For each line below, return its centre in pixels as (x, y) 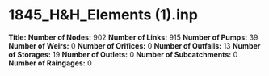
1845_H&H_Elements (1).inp (103, 15)
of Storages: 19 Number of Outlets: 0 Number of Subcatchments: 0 (123, 54)
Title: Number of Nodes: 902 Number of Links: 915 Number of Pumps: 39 (133, 37)
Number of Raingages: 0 (50, 63)
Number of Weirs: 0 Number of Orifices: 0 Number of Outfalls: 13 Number (134, 45)
